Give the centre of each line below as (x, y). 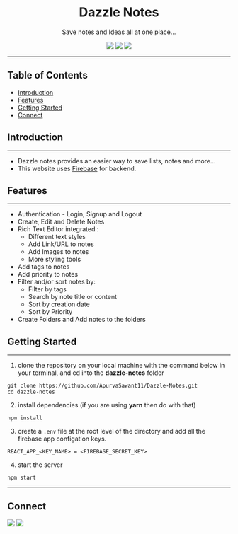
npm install (25, 418)
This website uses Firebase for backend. (77, 168)
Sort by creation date (59, 304)
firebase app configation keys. (62, 439)
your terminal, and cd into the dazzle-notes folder (91, 373)
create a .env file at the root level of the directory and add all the (111, 431)
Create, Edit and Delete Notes (61, 222)
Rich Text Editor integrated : (58, 229)
